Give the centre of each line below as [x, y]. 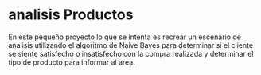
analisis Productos [71, 15]
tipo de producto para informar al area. [72, 62]
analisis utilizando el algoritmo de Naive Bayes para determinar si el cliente [130, 45]
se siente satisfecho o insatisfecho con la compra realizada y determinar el [131, 53]
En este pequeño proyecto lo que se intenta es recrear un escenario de [125, 37]
